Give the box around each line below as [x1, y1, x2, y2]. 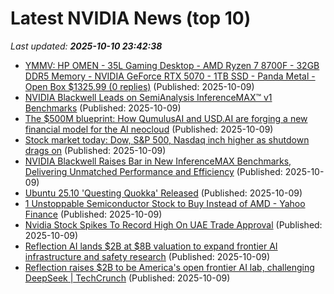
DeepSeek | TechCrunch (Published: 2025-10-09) [24, 272, 231, 284]
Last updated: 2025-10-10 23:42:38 [10, 40, 163, 52]
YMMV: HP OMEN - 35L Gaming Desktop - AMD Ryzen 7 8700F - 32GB [24, 59, 320, 71]
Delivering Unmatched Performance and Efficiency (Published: [24, 165, 283, 177]
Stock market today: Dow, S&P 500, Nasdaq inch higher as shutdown [24, 133, 310, 146]
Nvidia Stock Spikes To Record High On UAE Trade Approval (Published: [24, 218, 323, 231]
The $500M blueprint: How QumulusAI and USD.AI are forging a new [24, 112, 308, 124]
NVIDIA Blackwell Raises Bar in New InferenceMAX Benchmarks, [24, 155, 292, 167]
